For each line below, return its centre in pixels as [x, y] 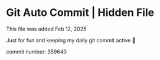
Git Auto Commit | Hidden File [80, 13]
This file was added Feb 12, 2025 [46, 29]
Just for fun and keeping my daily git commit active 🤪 [71, 40]
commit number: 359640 [36, 51]
